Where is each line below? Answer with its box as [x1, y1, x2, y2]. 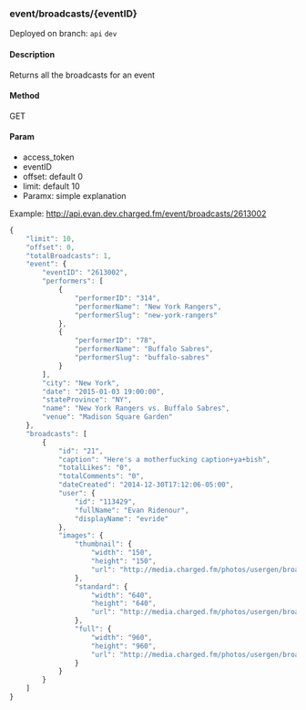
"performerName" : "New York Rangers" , [74, 302, 222, 311]
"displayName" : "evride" [74, 514, 169, 523]
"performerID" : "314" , [74, 293, 161, 303]
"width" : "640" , [90, 590, 153, 600]
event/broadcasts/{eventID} [9, 7, 138, 20]
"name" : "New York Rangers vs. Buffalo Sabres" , [42, 404, 230, 413]
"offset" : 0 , [25, 243, 76, 252]
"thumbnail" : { [74, 539, 132, 549]
